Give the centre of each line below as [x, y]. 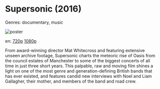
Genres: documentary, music [34, 22]
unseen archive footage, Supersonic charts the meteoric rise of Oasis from [80, 55]
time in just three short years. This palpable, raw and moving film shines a [79, 66]
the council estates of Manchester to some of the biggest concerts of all [78, 60]
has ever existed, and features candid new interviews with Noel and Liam [79, 76]
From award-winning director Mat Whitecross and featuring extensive [75, 50]
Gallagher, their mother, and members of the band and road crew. [71, 81]
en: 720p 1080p [21, 41]
